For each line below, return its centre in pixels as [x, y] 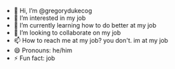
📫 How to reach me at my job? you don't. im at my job [91, 40]
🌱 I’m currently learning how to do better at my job [85, 25]
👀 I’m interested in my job [50, 18]
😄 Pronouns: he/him [43, 50]
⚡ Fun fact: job [34, 58]
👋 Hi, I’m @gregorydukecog [53, 11]
